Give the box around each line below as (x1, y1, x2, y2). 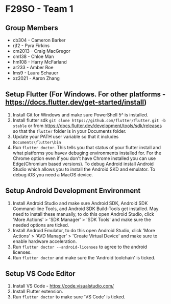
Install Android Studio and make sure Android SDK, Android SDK (12, 200, 148, 206)
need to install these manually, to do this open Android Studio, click (12, 211, 155, 217)
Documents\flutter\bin (12, 139, 61, 145)
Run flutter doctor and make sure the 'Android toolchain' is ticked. (12, 254, 156, 260)
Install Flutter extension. (12, 288, 63, 295)
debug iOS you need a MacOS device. (12, 171, 93, 177)
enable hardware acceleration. (12, 238, 77, 244)
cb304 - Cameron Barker (12, 37, 66, 43)
